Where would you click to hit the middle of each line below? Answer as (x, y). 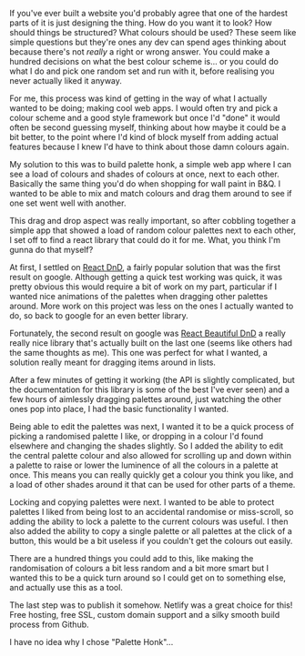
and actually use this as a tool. (66, 587)
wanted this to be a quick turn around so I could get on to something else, (148, 578)
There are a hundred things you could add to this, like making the (132, 558)
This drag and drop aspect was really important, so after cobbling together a (152, 221)
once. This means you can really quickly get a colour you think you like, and (152, 475)
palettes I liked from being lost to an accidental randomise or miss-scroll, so (152, 512)
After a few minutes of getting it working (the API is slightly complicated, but (152, 380)
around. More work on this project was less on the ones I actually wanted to (152, 306)
